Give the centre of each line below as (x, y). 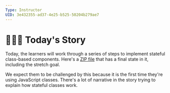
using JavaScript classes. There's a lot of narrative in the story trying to (80, 80)
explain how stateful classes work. (42, 85)
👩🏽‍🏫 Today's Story (45, 40)
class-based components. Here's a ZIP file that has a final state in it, (77, 59)
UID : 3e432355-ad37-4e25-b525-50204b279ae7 (52, 15)
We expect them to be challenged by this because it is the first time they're (84, 75)
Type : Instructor (24, 10)
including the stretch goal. (33, 65)
